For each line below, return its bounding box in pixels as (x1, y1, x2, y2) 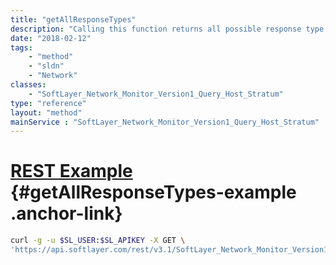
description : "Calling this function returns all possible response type (10, 24, 325, 34)
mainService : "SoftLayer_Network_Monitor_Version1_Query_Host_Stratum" (10, 117, 320, 127)
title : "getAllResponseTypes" (10, 14, 137, 25)
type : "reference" (10, 98, 87, 108)
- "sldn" (28, 61, 65, 71)
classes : (10, 80, 47, 90)
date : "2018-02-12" (10, 33, 92, 43)
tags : (10, 42, 33, 53)
